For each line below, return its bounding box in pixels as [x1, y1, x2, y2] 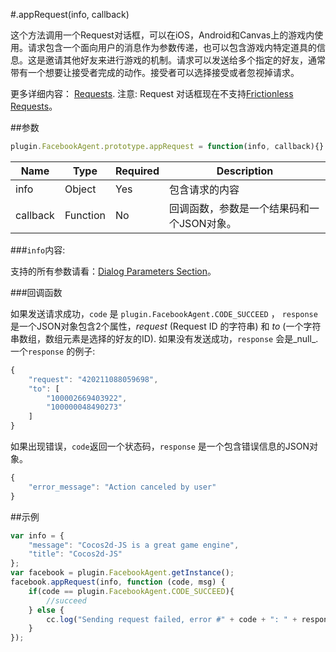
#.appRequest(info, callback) [10, 9, 130, 20]
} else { [28, 605, 65, 615]
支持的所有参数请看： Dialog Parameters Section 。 [10, 265, 217, 277]
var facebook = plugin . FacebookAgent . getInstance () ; [10, 568, 235, 578]
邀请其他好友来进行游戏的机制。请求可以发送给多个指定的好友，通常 [44, 54, 326, 66]
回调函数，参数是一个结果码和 [168, 201, 310, 215]
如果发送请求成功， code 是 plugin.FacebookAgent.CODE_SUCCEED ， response [10, 307, 318, 319]
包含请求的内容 [168, 182, 240, 196]
